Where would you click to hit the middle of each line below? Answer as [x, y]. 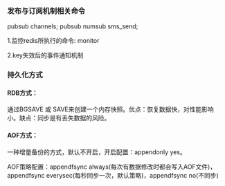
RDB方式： [22, 93]
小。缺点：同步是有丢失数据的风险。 [59, 118]
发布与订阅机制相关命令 [46, 10]
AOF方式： [22, 136]
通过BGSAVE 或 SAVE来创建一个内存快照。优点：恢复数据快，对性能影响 [110, 109]
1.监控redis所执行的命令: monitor [53, 41]
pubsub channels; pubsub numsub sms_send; [73, 26]
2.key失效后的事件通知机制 [45, 55]
